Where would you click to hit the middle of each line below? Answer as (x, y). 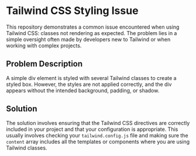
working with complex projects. (44, 46)
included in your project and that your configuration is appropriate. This (92, 129)
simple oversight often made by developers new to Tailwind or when (88, 39)
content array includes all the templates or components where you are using (98, 141)
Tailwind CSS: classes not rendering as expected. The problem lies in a (92, 33)
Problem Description (44, 64)
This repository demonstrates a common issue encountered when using (93, 27)
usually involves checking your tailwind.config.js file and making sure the (97, 135)
